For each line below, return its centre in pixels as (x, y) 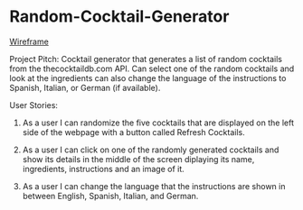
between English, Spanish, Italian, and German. (110, 196)
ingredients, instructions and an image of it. (104, 169)
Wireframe (29, 41)
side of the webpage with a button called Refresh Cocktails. (134, 132)
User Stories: (34, 105)
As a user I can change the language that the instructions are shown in (154, 186)
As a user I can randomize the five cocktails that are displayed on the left (158, 123)
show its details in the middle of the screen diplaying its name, (138, 159)
